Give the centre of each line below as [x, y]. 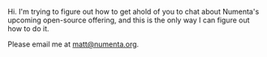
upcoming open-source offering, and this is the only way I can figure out [129, 20]
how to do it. [28, 28]
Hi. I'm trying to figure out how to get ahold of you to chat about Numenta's [133, 12]
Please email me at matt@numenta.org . [73, 44]
